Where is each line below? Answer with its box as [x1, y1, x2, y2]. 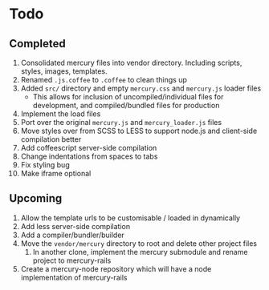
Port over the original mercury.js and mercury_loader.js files [20, 118, 222, 127]
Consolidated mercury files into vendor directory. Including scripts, [20, 58, 243, 67]
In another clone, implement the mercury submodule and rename [32, 247, 248, 256]
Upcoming [9, 191, 63, 205]
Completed [9, 37, 67, 50]
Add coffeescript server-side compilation [20, 143, 157, 152]
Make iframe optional [20, 169, 92, 178]
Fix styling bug [20, 160, 71, 169]
